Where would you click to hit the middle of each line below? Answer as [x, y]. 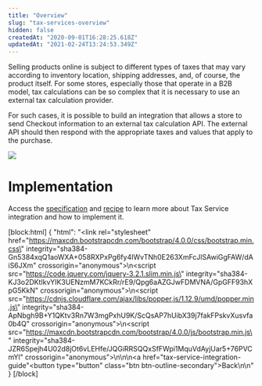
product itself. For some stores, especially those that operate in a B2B [120, 84]
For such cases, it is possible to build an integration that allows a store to [125, 115]
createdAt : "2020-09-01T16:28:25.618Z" [73, 37]
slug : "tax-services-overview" [59, 23]
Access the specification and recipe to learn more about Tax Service [118, 209]
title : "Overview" [38, 15]
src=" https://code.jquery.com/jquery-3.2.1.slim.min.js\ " [96, 274]
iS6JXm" [22, 266]
